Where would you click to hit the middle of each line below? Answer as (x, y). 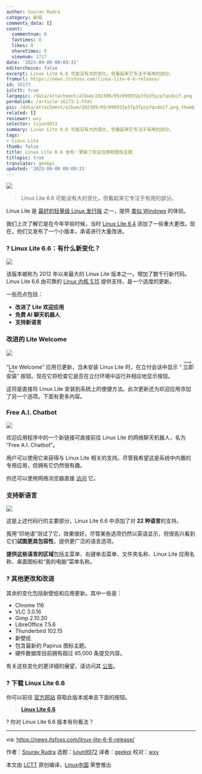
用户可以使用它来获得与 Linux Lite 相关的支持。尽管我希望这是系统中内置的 (99, 458)
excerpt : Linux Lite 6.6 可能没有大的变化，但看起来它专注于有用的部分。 (90, 74)
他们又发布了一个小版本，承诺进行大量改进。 (72, 231)
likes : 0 (23, 46)
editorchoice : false (32, 68)
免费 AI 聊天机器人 (37, 315)
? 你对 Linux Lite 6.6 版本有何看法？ (50, 722)
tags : (13, 135)
